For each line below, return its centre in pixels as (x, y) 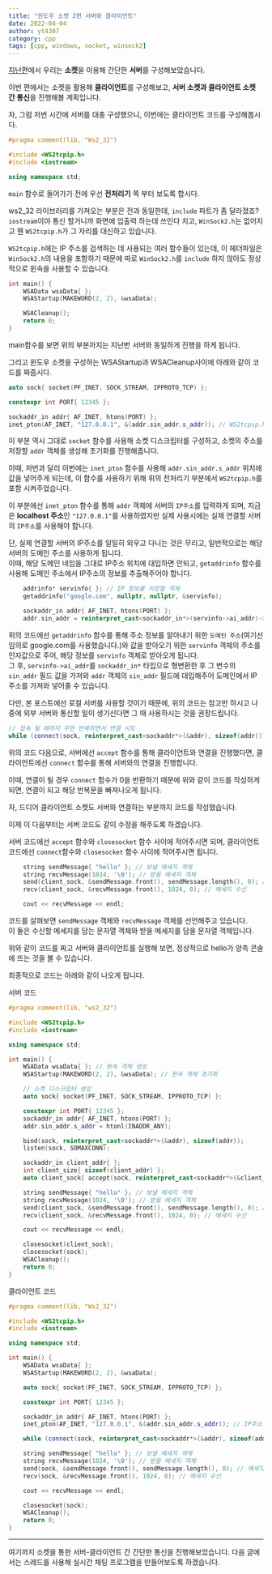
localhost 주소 (40, 516)
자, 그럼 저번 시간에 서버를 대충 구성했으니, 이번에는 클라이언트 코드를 (117, 115)
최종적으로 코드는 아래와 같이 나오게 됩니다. (76, 975)
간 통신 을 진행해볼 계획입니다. (55, 97)
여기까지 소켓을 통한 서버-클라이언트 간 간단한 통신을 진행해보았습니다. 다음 (127, 1552)
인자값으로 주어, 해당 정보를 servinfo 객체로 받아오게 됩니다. (104, 655)
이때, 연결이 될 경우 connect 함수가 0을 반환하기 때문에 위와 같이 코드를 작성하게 (134, 779)
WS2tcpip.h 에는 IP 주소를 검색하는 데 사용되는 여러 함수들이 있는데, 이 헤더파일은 (136, 248)
